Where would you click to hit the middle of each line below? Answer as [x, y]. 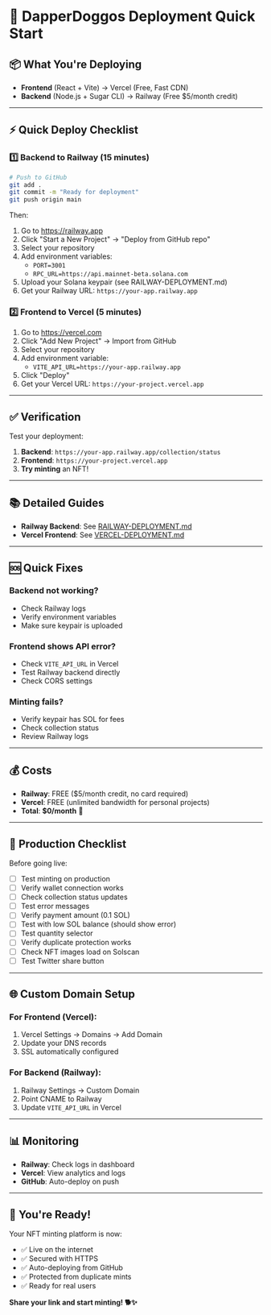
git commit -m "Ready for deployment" [74, 193]
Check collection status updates [74, 897]
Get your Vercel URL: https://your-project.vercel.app [112, 384]
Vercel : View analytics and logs [73, 1173]
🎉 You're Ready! [50, 1215]
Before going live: [38, 863]
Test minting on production [66, 879]
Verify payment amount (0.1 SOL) [76, 915]
